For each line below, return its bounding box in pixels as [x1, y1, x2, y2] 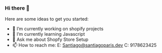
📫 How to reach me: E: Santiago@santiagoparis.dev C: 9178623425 [12, 42, 157, 48]
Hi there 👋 [5, 5, 30, 12]
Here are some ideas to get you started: [5, 16, 89, 22]
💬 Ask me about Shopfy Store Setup [12, 36, 89, 42]
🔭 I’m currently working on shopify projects [12, 26, 104, 32]
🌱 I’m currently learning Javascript [12, 31, 85, 37]
